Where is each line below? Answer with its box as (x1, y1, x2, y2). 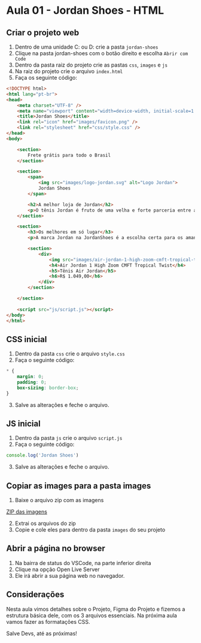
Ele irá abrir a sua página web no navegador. (14, 572, 125, 579)
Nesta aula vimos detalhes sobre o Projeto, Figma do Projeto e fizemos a (6, 605, 185, 612)
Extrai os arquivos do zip (14, 520, 76, 527)
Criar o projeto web (6, 28, 80, 38)
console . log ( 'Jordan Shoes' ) (6, 452, 79, 458)
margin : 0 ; (17, 374, 44, 380)
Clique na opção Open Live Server (14, 566, 100, 573)
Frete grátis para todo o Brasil (28, 152, 111, 158)
